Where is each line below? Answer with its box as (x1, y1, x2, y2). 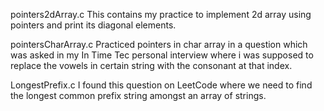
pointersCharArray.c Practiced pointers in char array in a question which (10, 39, 308, 50)
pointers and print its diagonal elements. (10, 19, 177, 31)
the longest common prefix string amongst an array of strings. (10, 90, 267, 101)
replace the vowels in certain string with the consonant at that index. (10, 60, 293, 71)
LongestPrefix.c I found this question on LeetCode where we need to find (10, 79, 313, 91)
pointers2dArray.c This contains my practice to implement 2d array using (10, 9, 312, 20)
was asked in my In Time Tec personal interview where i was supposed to (10, 49, 314, 61)
